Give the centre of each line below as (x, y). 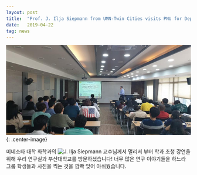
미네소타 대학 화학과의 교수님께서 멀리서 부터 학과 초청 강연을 (98, 152)
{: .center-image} (27, 139)
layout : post (22, 12)
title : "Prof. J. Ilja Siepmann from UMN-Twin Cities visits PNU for (94, 18)
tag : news (18, 31)
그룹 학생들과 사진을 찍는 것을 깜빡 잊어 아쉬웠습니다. (66, 166)
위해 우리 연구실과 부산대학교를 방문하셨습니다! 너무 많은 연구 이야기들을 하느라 (96, 159)
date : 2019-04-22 (30, 25)
